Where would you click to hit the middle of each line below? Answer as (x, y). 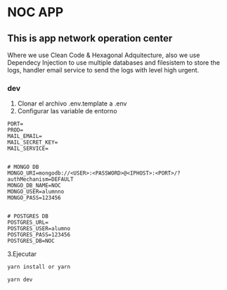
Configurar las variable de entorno (67, 111)
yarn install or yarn (39, 267)
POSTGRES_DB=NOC (31, 241)
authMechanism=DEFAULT (40, 179)
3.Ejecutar (22, 254)
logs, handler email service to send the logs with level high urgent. (103, 70)
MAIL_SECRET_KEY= (33, 143)
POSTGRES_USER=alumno (39, 229)
